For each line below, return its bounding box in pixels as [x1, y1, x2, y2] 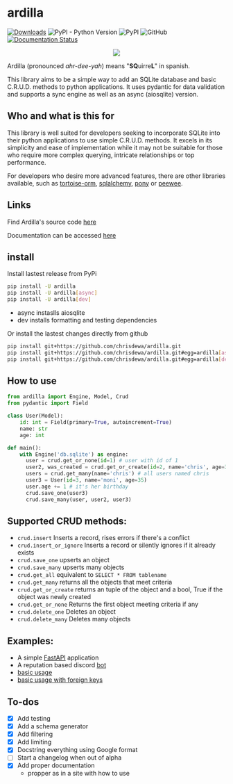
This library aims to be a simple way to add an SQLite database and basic [7, 75, 217, 83]
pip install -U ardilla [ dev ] [7, 296, 92, 303]
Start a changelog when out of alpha [17, 753, 122, 762]
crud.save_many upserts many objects [17, 563, 125, 571]
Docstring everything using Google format [17, 746, 138, 754]
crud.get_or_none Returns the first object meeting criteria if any [17, 600, 199, 609]
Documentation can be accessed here [7, 231, 116, 239]
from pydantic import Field [7, 400, 89, 407]
